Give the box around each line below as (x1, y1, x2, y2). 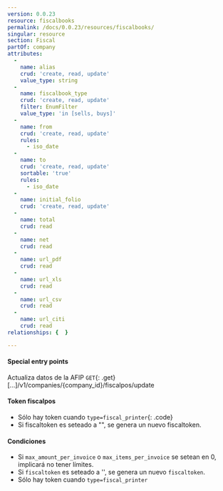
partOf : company (7, 44, 56, 51)
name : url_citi (20, 315, 66, 323)
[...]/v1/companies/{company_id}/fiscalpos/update (7, 380, 155, 389)
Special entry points (7, 358, 69, 366)
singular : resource (7, 30, 66, 38)
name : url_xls (20, 275, 62, 283)
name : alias (20, 64, 56, 71)
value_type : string (20, 76, 78, 84)
